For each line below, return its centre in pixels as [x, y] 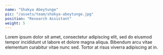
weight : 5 [15, 23]
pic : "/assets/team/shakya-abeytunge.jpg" [49, 14]
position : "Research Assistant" [38, 18]
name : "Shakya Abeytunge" [32, 9]
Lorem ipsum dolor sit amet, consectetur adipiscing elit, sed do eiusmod [79, 37]
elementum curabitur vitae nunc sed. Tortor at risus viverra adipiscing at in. [81, 47]
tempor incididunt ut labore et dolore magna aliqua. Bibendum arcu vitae [79, 42]
